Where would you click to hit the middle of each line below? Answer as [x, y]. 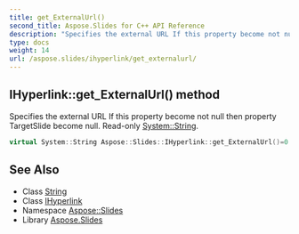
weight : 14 [29, 51]
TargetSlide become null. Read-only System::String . [104, 125]
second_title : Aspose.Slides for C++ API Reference [107, 26]
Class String [44, 191]
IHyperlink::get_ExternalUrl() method [115, 95]
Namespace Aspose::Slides [73, 210]
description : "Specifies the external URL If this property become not [145, 34]
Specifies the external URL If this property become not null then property [143, 116]
